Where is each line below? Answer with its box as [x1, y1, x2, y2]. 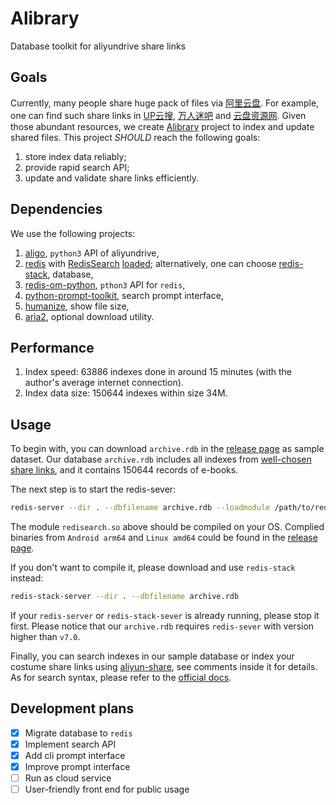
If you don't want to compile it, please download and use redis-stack [10, 562, 296, 574]
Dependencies [10, 201, 103, 218]
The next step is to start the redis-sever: [10, 483, 177, 496]
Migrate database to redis [24, 727, 133, 739]
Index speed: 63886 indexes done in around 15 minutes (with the [24, 366, 292, 378]
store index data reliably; [24, 150, 127, 162]
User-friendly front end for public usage [24, 783, 190, 796]
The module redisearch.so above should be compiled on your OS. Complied [10, 521, 325, 533]
